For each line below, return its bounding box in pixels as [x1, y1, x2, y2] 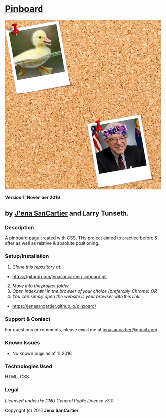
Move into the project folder [12, 283, 69, 289]
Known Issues [5, 339, 40, 346]
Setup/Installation [5, 253, 49, 259]
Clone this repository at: [12, 264, 62, 270]
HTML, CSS [5, 374, 29, 380]
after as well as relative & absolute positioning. [5, 240, 100, 246]
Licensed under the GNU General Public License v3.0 [5, 397, 114, 404]
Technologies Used [5, 363, 53, 370]
